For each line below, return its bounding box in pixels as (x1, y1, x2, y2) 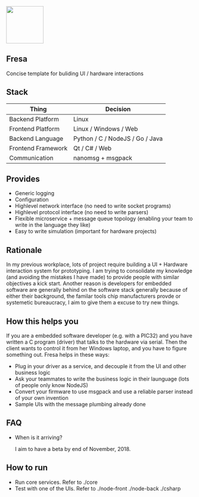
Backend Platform (9, 115, 60, 123)
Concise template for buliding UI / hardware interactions (6, 70, 144, 77)
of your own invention (14, 394, 69, 402)
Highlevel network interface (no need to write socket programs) (14, 202, 172, 209)
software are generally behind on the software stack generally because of (6, 286, 188, 294)
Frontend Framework (9, 144, 68, 152)
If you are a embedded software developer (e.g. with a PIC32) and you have (6, 332, 192, 339)
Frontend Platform (9, 125, 60, 133)
